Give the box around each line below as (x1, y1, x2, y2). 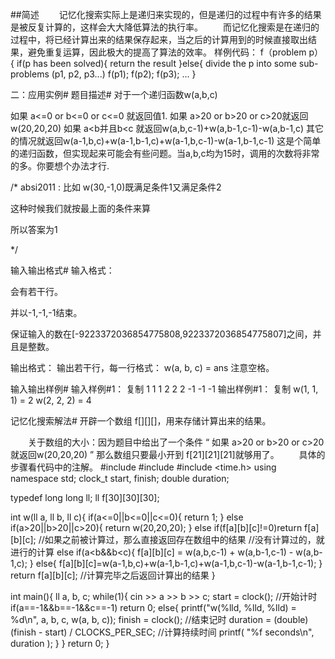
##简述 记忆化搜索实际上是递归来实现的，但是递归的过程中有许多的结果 (10, 9, 322, 20)
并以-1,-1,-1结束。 (10, 307, 83, 318)
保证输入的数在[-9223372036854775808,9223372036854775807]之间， (10, 328, 313, 340)
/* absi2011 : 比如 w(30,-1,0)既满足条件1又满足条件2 (10, 181, 222, 193)
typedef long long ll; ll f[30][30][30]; (10, 492, 160, 503)
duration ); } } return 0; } (10, 638, 110, 649)
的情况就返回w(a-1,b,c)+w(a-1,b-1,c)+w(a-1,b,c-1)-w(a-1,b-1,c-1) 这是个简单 (10, 135, 322, 147)
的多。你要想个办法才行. (10, 160, 110, 172)
